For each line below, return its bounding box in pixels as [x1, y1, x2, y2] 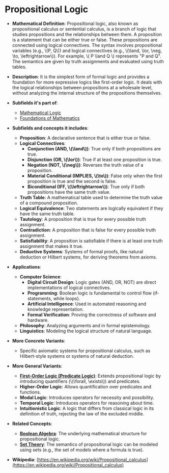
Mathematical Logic [19, 110, 62, 116]
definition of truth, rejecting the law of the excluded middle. [19, 410, 145, 416]
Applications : [12, 264, 42, 270]
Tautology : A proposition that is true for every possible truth [19, 216, 146, 222]
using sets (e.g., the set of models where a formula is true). [19, 446, 144, 453]
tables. [12, 64, 26, 70]
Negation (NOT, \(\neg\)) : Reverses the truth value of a [27, 162, 144, 168]
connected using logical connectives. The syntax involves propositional [12, 42, 162, 48]
